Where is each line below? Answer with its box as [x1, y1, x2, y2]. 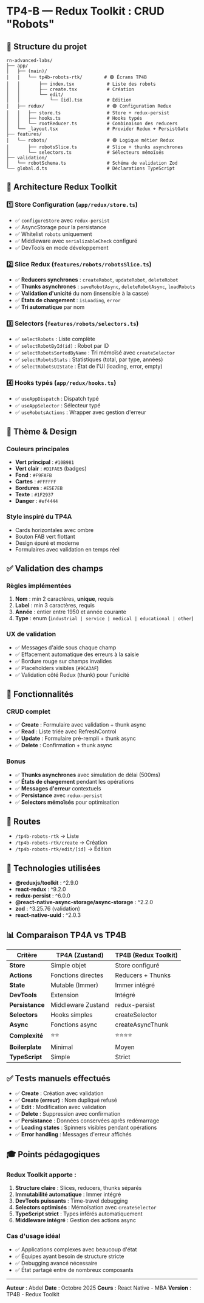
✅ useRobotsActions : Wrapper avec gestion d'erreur [15, 409, 147, 416]
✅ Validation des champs [6, 563, 103, 573]
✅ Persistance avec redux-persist [15, 792, 103, 799]
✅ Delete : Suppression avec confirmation [15, 1110, 121, 1117]
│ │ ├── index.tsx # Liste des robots [6, 81, 156, 87]
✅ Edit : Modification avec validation [15, 1103, 106, 1110]
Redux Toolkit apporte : [6, 1170, 77, 1179]
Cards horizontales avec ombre [15, 526, 94, 533]
